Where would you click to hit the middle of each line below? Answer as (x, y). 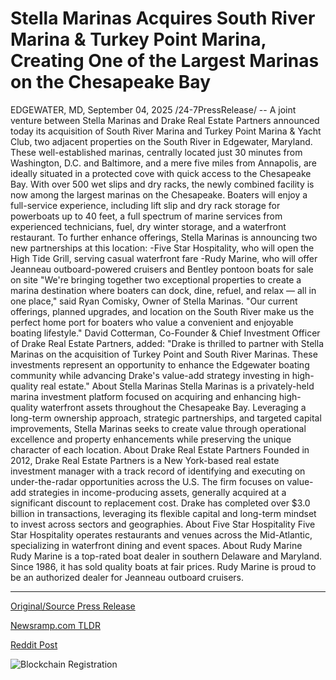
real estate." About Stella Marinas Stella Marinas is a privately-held (177, 386)
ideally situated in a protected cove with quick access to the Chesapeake (161, 173)
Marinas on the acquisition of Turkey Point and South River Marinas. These (164, 354)
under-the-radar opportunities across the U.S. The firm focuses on (147, 481)
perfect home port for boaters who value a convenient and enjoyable (152, 322)
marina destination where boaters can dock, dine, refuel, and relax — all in (163, 290)
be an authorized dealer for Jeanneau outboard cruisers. (127, 577)
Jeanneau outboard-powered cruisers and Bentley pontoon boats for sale (162, 269)
